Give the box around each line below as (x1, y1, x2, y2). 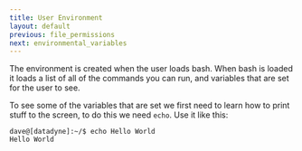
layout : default (9, 22, 71, 31)
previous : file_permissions (9, 30, 116, 39)
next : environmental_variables (9, 38, 127, 48)
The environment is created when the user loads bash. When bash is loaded (9, 63, 294, 74)
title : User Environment (9, 13, 103, 23)
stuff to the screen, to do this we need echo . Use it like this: (9, 109, 229, 120)
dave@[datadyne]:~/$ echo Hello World (9, 127, 156, 137)
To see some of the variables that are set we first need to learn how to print (9, 100, 290, 111)
